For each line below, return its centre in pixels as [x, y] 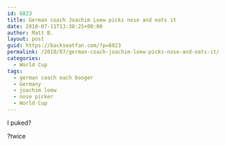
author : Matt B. [30, 33]
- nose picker [33, 97]
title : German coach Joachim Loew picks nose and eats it [92, 20]
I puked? [19, 123]
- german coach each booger [54, 77]
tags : [15, 71]
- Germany [27, 84]
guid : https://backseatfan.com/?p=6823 [64, 45]
